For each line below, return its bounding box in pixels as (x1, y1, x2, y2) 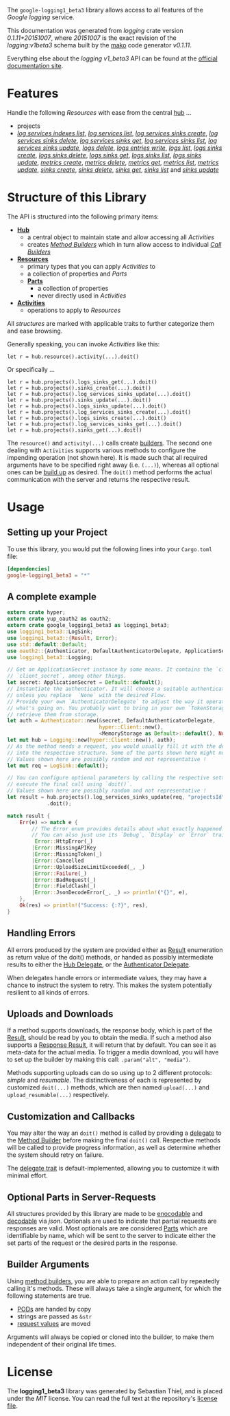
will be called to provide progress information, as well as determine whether (7, 1144, 221, 1152)
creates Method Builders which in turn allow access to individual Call (27, 240, 222, 248)
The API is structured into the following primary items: (7, 212, 159, 221)
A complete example (7, 591, 97, 603)
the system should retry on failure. (7, 1151, 104, 1159)
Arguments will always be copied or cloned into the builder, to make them (7, 1333, 214, 1341)
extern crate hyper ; (7, 609, 66, 616)
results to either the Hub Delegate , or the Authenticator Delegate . (7, 960, 191, 969)
